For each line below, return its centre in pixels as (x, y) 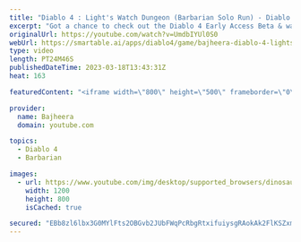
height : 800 (47, 199)
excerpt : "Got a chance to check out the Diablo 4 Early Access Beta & (146, 26)
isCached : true (54, 207)
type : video (31, 51)
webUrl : (24, 43)
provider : (28, 108)
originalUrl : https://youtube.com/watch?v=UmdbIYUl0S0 (114, 34)
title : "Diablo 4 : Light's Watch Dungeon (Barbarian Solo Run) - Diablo (150, 17)
